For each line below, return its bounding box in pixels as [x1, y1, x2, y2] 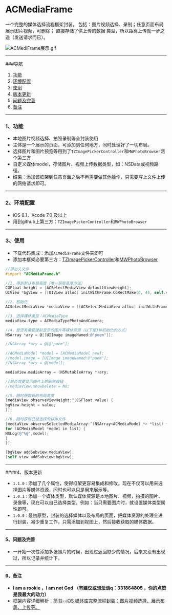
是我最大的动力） [12, 591, 49, 598]
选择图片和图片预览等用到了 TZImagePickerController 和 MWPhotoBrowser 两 [12, 148, 165, 155]
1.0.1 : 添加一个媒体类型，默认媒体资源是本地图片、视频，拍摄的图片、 [12, 493, 163, 499]
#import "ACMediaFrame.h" [5, 271, 60, 276]
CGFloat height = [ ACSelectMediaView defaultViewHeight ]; [5, 285, 132, 291]
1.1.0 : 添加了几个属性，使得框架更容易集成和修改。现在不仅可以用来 [12, 480, 159, 487]
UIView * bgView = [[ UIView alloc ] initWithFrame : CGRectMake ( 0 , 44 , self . [5, 290, 166, 295]
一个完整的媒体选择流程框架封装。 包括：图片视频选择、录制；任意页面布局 [5, 21, 164, 27]
